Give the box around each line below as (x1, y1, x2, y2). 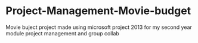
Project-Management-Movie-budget (5, 4, 191, 18)
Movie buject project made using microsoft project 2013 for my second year (5, 24, 192, 31)
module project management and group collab (5, 29, 120, 37)
